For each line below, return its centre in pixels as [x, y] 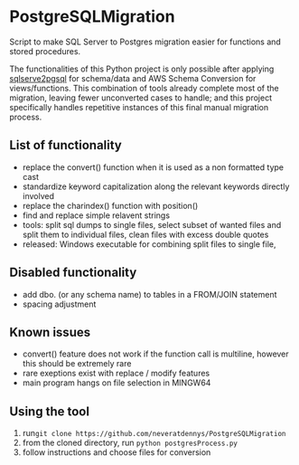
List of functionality [65, 145]
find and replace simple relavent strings [96, 215]
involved [38, 195]
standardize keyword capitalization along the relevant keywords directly [156, 186]
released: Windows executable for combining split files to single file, [149, 244]
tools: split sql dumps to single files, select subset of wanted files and [152, 224]
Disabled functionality [73, 273]
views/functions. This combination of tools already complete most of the [144, 88]
